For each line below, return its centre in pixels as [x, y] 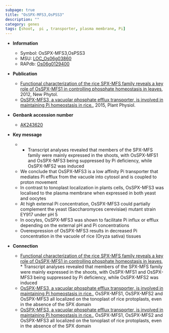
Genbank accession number [43, 115]
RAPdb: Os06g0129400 [45, 64]
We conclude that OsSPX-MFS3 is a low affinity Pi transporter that [89, 172]
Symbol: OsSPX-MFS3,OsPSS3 [52, 53]
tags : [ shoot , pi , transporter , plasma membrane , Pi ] [65, 29]
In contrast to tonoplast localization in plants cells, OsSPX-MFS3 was [92, 188]
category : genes [22, 24]
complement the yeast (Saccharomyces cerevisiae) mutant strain [88, 209]
